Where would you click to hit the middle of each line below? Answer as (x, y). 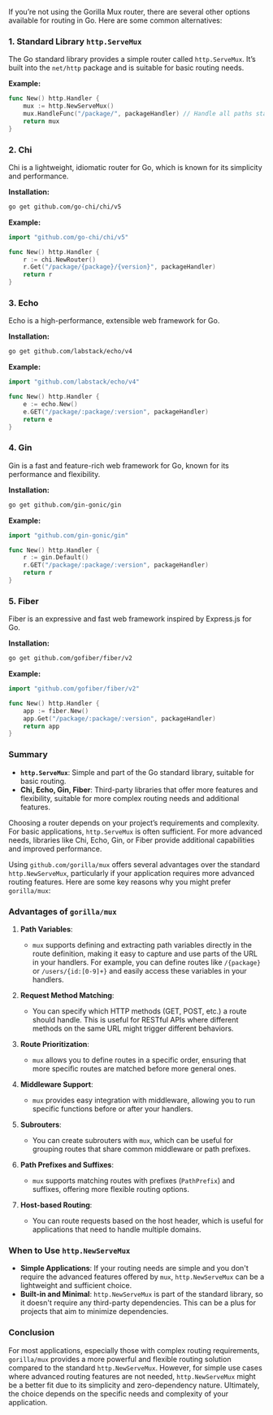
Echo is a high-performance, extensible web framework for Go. (114, 321)
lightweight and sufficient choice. (76, 1286)
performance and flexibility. (54, 474)
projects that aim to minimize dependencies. (94, 1312)
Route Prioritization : (54, 1044)
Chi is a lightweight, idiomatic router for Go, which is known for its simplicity (135, 167)
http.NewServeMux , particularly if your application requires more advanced (132, 873)
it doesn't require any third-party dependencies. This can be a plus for (138, 1303)
